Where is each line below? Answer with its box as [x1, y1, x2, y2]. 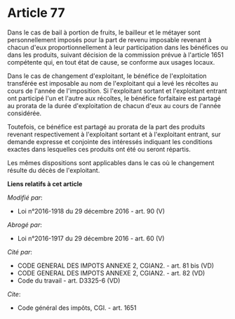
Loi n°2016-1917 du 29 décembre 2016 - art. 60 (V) [17, 234, 165, 242]
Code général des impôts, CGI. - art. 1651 [17, 304, 137, 312]
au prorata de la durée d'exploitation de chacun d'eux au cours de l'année [7, 101, 221, 110]
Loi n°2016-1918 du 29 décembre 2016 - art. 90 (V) [17, 207, 166, 215]
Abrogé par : [7, 220, 42, 229]
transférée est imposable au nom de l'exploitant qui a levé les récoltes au [7, 79, 219, 87]
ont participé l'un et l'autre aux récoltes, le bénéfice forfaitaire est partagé [7, 93, 221, 103]
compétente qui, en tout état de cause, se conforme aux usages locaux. [7, 58, 215, 66]
